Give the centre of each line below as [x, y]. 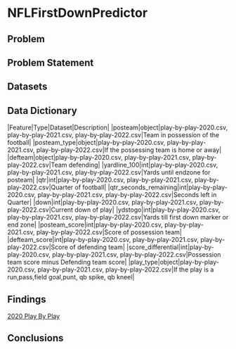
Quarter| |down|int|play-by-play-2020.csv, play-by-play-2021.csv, [103, 203]
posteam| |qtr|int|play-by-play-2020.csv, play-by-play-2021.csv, [100, 180]
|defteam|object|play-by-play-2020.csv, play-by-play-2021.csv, [99, 158]
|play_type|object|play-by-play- [173, 262]
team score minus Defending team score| [67, 262]
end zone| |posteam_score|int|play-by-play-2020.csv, [85, 225]
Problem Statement [51, 62]
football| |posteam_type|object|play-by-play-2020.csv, [86, 143]
